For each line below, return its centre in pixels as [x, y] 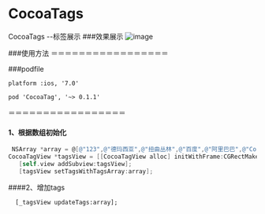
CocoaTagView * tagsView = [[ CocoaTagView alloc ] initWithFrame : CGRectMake [134, 157]
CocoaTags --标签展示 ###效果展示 [66, 36]
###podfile [26, 68]
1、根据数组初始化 [37, 132]
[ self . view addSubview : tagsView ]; [75, 164]
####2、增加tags [37, 187]
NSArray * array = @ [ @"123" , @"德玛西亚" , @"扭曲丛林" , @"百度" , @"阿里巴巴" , [127, 149]
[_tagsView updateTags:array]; [67, 202]
